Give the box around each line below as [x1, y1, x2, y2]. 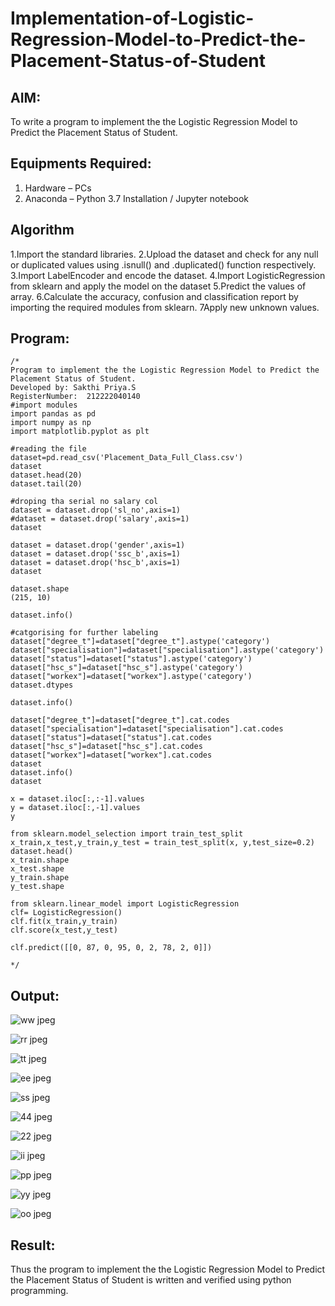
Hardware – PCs [24, 182, 92, 194]
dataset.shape [10, 584, 70, 594]
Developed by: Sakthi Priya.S [10, 383, 137, 393]
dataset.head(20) [10, 470, 83, 481]
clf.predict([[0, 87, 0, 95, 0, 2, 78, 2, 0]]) [10, 943, 213, 953]
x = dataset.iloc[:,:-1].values [10, 794, 145, 804]
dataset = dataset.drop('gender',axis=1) [10, 540, 186, 551]
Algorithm [10, 222, 75, 239]
